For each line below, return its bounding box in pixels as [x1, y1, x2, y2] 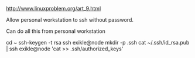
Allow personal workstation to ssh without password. [6, 16, 134, 23]
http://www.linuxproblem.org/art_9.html [6, 5, 101, 12]
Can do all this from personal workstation [6, 28, 105, 35]
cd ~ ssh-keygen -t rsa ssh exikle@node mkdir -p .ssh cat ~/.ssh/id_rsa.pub [6, 39, 190, 46]
